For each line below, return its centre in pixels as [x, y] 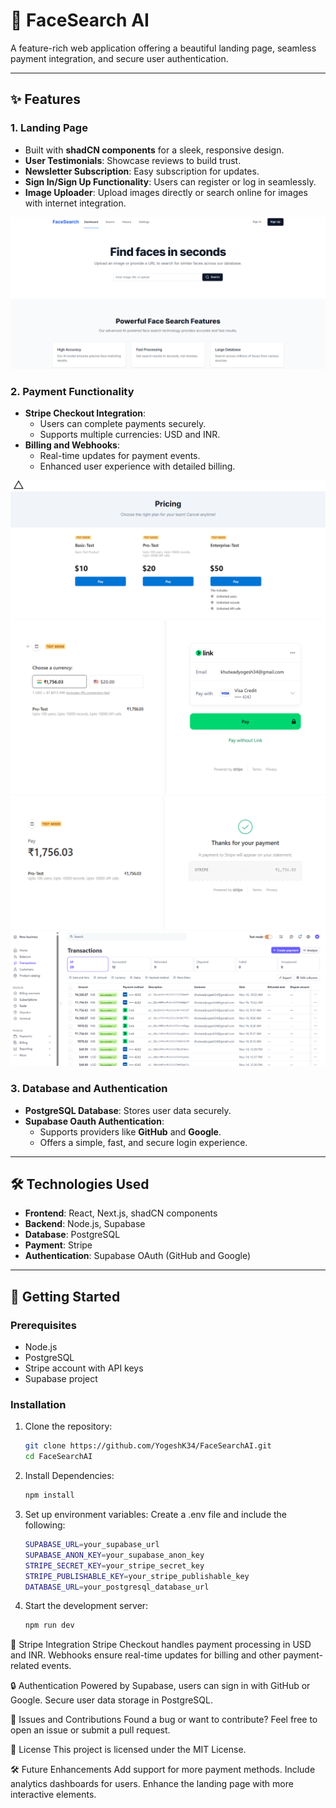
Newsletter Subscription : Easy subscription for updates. [142, 171]
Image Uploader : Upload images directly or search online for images [166, 192]
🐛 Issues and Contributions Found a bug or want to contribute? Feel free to [164, 1720]
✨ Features [45, 99]
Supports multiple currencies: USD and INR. [130, 435]
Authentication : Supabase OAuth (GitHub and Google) [138, 1256]
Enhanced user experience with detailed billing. [137, 466]
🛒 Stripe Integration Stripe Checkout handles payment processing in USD [161, 1645]
